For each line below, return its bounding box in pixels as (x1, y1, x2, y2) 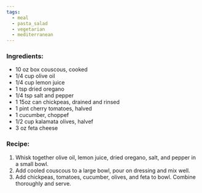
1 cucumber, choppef (15, 112, 69, 119)
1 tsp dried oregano (15, 85, 64, 93)
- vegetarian (12, 26, 45, 32)
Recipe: (6, 140, 29, 148)
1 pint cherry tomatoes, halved (15, 105, 92, 112)
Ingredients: (6, 52, 44, 61)
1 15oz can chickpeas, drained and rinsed (15, 99, 120, 106)
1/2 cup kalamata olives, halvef (15, 118, 93, 126)
